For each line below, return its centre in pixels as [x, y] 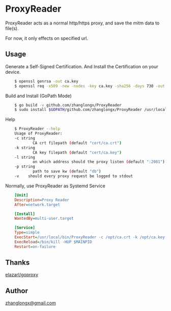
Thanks [18, 263]
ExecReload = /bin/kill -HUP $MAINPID [53, 242]
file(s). [12, 28]
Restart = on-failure [35, 247]
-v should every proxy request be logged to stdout [74, 176]
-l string [25, 157]
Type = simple [27, 233]
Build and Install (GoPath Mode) [39, 96]
